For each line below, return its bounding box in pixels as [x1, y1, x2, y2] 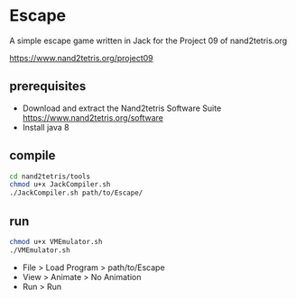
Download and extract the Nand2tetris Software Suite [22, 103, 222, 113]
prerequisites [9, 78, 87, 95]
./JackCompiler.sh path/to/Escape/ [9, 188, 143, 198]
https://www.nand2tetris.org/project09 [9, 52, 153, 63]
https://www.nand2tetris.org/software [22, 112, 164, 122]
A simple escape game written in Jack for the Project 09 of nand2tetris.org [9, 35, 288, 46]
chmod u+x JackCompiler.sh [9, 180, 111, 189]
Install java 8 [22, 122, 69, 132]
